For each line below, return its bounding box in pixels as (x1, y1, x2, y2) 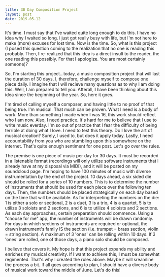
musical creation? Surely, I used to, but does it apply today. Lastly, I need (5, 133, 153, 138)
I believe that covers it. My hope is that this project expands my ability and (5, 246, 156, 252)
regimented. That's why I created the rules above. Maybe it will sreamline (5, 257, 154, 263)
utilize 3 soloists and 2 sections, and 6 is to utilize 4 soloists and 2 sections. (5, 205, 159, 211)
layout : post (5, 12, 32, 17)
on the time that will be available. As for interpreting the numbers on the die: (5, 195, 159, 201)
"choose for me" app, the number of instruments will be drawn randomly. (5, 215, 154, 222)
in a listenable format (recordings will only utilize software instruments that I (5, 158, 159, 164)
